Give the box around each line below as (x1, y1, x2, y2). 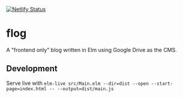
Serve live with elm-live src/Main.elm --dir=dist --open (6, 79, 149, 87)
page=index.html (6, 85, 47, 92)
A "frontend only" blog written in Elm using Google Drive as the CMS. (6, 46, 177, 53)
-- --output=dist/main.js (49, 85, 114, 92)
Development (6, 63, 58, 74)
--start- (151, 81, 173, 87)
